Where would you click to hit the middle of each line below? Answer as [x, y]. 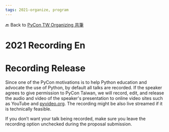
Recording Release [45, 68]
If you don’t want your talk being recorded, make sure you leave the [76, 118]
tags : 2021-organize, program [37, 10]
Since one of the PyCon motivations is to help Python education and [76, 82]
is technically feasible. [28, 109]
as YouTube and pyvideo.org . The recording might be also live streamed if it [84, 103]
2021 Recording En [45, 45]
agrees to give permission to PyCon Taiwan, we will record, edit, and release [85, 93]
